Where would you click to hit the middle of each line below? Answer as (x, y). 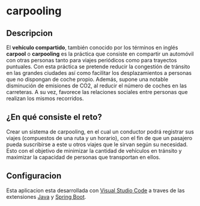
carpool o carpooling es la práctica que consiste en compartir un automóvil (100, 54)
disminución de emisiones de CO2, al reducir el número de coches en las (97, 86)
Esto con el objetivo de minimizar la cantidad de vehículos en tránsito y (94, 150)
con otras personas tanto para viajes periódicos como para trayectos (92, 60)
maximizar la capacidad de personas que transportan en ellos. (83, 157)
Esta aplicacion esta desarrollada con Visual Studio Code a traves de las (95, 190)
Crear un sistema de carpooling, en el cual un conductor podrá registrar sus (100, 131)
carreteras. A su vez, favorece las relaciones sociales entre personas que (97, 92)
